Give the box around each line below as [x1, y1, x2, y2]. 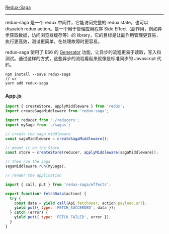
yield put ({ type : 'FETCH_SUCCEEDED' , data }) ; [14, 205, 116, 210]
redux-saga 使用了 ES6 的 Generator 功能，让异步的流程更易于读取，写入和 [5, 49, 161, 55]
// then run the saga [5, 159, 51, 164]
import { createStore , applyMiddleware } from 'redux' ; [5, 104, 125, 109]
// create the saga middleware [5, 131, 71, 136]
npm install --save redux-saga [5, 72, 71, 77]
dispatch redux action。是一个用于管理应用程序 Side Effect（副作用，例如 [5, 26, 158, 32]
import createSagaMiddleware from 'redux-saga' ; [5, 109, 109, 114]
